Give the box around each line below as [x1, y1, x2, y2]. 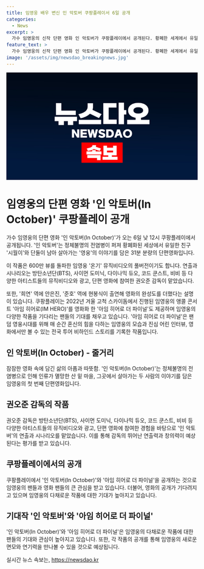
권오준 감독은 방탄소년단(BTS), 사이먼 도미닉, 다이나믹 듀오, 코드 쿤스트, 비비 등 [6, 417, 193, 424]
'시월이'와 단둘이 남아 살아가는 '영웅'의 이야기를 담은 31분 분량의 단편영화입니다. [6, 249, 195, 256]
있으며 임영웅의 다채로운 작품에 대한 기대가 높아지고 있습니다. [12, 491, 157, 499]
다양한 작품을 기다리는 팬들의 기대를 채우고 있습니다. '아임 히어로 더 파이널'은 [6, 313, 188, 320]
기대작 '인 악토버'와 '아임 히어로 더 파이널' [6, 511, 154, 522]
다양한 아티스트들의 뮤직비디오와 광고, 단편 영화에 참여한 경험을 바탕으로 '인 [6, 424, 185, 431]
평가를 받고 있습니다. [22, 439, 72, 446]
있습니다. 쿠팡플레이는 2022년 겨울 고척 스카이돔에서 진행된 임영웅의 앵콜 [12, 298, 186, 305]
